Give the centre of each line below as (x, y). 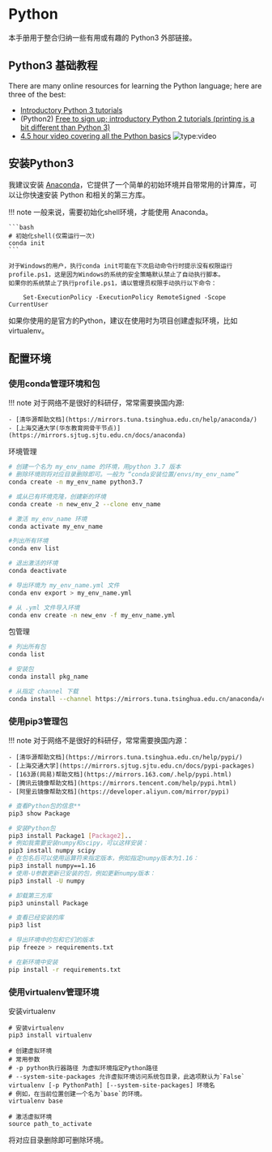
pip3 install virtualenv (50, 1035)
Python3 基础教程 (53, 66)
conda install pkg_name (49, 677)
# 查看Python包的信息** (45, 806)
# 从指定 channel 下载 (44, 691)
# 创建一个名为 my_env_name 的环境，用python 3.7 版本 (95, 467)
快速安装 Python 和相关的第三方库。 (89, 195)
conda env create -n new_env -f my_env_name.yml (92, 615)
